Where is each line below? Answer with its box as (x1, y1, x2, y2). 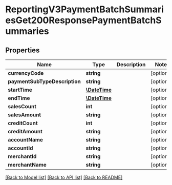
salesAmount (8, 111, 41, 118)
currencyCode (8, 70, 44, 76)
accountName (8, 136, 44, 143)
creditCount (8, 119, 38, 127)
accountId (8, 145, 33, 152)
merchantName (8, 161, 47, 168)
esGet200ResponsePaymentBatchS (5, 14, 162, 26)
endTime (8, 95, 30, 101)
